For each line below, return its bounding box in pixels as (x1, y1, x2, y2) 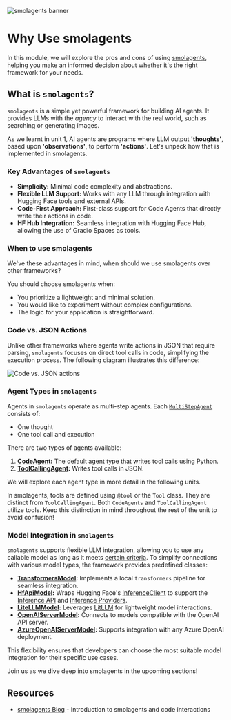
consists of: (7, 409, 41, 417)
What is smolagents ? (7, 88, 94, 100)
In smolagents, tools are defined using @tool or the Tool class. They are (7, 491, 210, 499)
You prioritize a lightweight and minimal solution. (17, 294, 155, 302)
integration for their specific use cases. (7, 654, 119, 662)
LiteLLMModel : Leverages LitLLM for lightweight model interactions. (17, 603, 212, 612)
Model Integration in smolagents (7, 530, 114, 540)
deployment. (17, 633, 53, 641)
